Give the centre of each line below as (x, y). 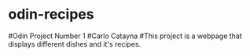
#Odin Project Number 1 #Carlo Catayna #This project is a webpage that (125, 36)
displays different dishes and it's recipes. (75, 44)
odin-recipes (51, 14)
